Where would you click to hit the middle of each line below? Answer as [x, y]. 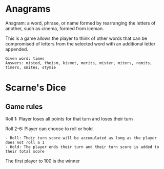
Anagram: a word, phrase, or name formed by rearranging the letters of [80, 23]
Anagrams [28, 9]
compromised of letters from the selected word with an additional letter [80, 43]
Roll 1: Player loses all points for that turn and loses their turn [69, 118]
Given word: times [25, 58]
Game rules [24, 106]
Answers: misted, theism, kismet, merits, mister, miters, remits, [79, 63]
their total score [25, 151]
